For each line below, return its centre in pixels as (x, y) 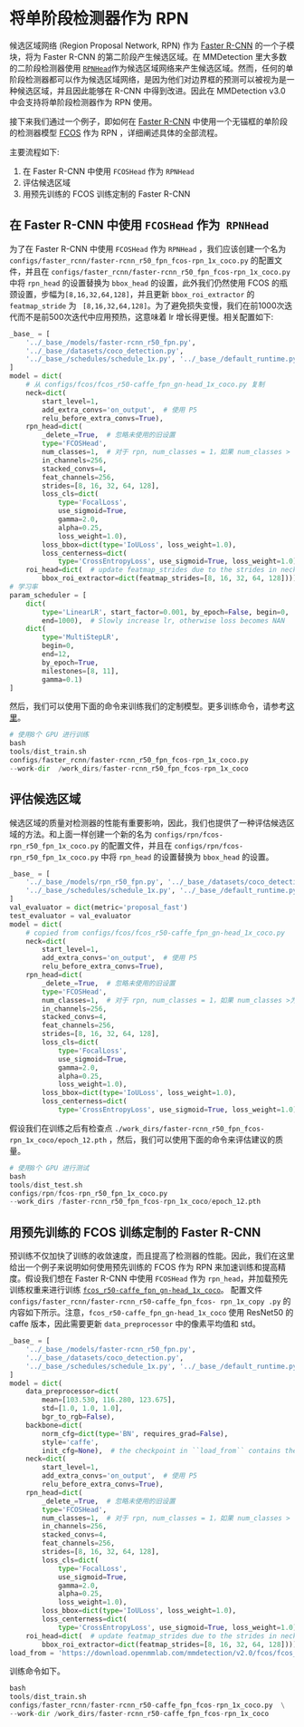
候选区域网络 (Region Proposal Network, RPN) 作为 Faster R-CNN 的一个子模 (152, 45)
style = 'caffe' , (71, 1442)
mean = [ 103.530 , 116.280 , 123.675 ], (109, 1400)
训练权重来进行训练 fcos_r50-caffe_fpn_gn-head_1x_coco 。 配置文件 (136, 1290)
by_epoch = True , (71, 663)
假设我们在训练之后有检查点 (61, 1128)
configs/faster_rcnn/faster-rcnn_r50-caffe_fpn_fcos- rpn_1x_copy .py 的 (150, 1301)
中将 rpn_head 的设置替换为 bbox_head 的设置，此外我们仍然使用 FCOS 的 (145, 283)
